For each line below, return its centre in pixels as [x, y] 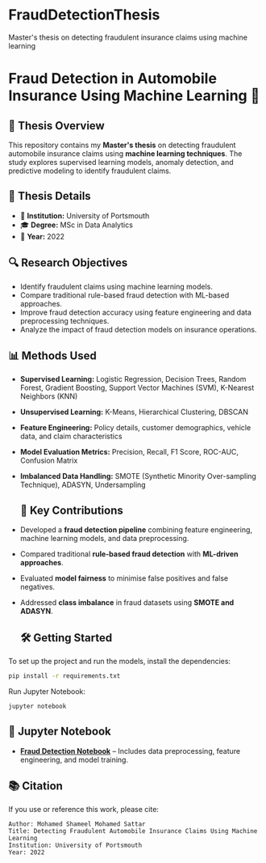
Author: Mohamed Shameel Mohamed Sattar [77, 824]
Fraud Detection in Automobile [113, 79]
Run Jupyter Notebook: [47, 691]
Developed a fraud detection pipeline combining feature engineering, [136, 530]
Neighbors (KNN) [49, 396]
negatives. [37, 587]
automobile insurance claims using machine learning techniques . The [125, 153]
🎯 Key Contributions [71, 510]
